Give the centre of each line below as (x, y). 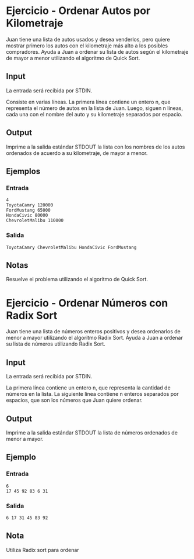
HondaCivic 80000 (27, 215)
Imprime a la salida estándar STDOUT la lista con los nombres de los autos (96, 147)
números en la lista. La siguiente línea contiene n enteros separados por (92, 394)
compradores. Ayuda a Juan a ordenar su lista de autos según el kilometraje (97, 51)
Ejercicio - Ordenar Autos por (78, 11)
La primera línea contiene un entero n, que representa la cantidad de (88, 388)
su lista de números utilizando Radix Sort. (56, 344)
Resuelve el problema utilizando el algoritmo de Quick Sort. (77, 279)
